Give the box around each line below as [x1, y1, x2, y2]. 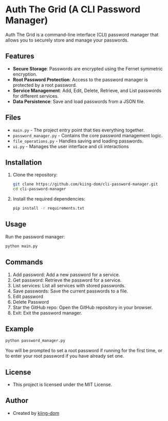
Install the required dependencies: [12, 196, 86, 202]
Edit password [12, 293, 44, 299]
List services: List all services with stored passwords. [12, 282, 126, 288]
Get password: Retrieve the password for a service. [12, 277, 122, 283]
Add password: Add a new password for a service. [12, 271, 120, 278]
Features [5, 52, 34, 61]
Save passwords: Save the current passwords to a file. [12, 288, 128, 294]
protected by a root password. [12, 82, 77, 88]
